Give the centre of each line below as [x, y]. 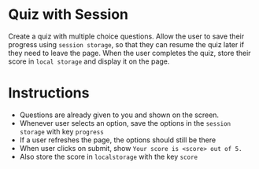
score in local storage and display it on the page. [89, 61]
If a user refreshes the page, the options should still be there [118, 140]
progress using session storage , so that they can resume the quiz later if [126, 44]
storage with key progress [61, 131]
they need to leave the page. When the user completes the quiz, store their [129, 53]
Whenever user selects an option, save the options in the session [125, 123]
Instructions [49, 93]
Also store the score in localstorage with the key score [109, 156]
